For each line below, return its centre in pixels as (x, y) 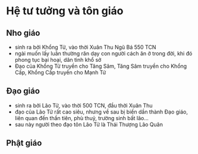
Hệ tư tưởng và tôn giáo (65, 11)
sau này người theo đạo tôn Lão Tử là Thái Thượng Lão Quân (89, 124)
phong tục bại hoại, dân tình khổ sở (58, 60)
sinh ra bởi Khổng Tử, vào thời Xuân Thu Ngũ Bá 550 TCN (85, 47)
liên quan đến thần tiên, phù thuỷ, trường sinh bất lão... (81, 118)
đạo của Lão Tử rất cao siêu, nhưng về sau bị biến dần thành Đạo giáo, (101, 112)
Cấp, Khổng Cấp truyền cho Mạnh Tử (60, 72)
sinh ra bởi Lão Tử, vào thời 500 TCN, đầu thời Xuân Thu (84, 105)
